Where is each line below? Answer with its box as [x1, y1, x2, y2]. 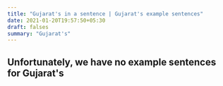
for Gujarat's [7, 67, 64, 79]
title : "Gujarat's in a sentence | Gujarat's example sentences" [7, 10, 203, 18]
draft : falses [7, 23, 49, 30]
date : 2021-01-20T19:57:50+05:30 [7, 17, 106, 24]
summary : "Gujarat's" [7, 30, 71, 37]
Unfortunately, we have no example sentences [7, 56, 217, 68]
